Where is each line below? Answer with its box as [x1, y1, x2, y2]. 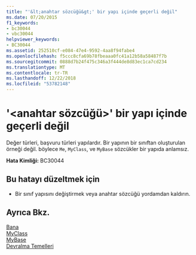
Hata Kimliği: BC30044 [6, 156, 65, 164]
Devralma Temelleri [6, 242, 54, 250]
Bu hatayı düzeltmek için [6, 174, 100, 185]
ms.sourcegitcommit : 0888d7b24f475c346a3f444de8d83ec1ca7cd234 [6, 59, 167, 64]
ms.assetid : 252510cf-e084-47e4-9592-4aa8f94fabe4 [6, 48, 135, 54]
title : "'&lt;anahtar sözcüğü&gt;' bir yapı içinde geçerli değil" [6, 8, 178, 15]
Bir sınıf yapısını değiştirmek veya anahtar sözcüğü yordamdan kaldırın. [14, 190, 191, 197]
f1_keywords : [6, 20, 39, 26]
